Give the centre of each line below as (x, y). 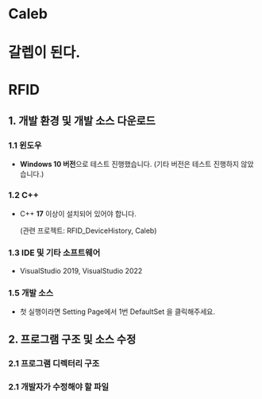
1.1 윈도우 (25, 145)
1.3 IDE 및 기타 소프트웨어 (54, 253)
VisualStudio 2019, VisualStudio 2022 (81, 270)
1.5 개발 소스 (31, 292)
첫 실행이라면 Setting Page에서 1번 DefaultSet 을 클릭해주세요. (118, 312)
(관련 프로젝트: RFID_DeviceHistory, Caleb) (88, 230)
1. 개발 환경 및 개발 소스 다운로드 (82, 120)
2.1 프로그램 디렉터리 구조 (54, 364)
